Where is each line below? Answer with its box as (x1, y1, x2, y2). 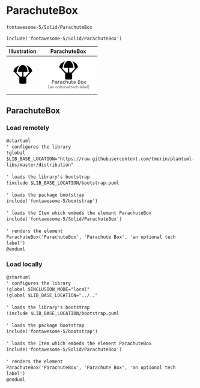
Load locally (6, 260, 43, 268)
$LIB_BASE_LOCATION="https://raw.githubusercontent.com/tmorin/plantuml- (6, 156, 195, 162)
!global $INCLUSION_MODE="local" (6, 286, 90, 292)
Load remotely (6, 123, 50, 132)
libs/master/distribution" (6, 162, 74, 168)
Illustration (8, 48, 37, 55)
